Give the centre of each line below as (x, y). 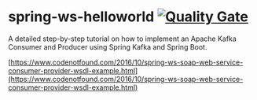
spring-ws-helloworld (81, 17)
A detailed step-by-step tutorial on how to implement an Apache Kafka (123, 39)
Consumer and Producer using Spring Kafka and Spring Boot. (108, 46)
